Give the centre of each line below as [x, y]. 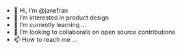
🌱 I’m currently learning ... [50, 25]
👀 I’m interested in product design [61, 18]
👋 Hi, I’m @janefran [41, 10]
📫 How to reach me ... [45, 40]
